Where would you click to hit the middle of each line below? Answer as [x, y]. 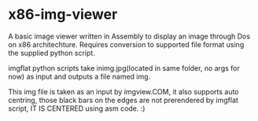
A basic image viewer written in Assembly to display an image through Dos [129, 36]
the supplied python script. [52, 53]
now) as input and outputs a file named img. [79, 76]
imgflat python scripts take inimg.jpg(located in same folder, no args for [124, 68]
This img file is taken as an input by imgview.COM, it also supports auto [123, 91]
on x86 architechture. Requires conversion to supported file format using [126, 44]
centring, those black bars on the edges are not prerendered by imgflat [123, 100]
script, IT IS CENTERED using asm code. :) [77, 108]
